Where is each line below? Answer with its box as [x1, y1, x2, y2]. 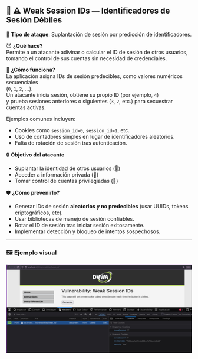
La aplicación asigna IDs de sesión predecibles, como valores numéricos [6, 72, 183, 80]
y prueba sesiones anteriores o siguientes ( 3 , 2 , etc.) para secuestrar [6, 97, 173, 105]
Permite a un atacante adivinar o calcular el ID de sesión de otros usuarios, [6, 48, 188, 56]
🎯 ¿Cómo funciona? [6, 66, 55, 73]
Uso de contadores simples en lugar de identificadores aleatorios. [14, 133, 175, 140]
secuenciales [6, 79, 38, 86]
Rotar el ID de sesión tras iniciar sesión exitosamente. [14, 221, 145, 229]
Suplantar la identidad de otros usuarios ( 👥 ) [14, 165, 121, 172]
